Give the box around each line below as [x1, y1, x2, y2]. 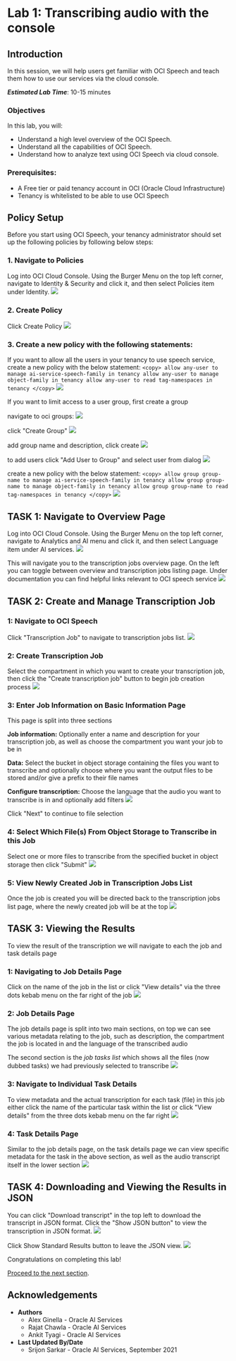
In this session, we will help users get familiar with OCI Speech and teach [7, 67, 220, 75]
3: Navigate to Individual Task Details [7, 1079, 137, 1089]
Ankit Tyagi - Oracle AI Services [27, 1330, 121, 1338]
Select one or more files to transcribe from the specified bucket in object [7, 852, 218, 860]
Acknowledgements [7, 1289, 98, 1301]
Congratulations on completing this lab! [7, 1254, 122, 1264]
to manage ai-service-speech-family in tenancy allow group [23, 477, 203, 484]
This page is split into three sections [7, 716, 113, 725]
